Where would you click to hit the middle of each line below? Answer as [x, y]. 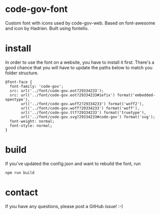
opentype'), [17, 99]
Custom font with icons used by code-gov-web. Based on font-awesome [80, 23]
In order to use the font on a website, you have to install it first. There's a [80, 62]
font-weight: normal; [32, 121]
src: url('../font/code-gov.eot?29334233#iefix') [62, 95]
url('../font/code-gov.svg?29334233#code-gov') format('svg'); [88, 117]
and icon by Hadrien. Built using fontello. [47, 28]
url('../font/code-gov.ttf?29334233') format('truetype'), [83, 112]
